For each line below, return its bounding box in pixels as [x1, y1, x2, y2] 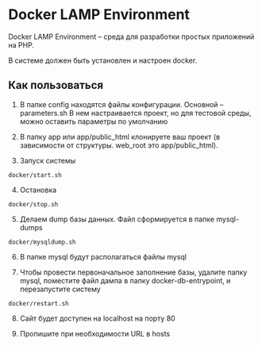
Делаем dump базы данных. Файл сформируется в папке [19, 214, 215, 224]
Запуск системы [19, 156, 76, 165]
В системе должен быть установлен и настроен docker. [8, 56, 198, 65]
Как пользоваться [8, 79, 104, 92]
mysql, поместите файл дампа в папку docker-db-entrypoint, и [19, 275, 231, 285]
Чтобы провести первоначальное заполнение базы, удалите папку [19, 267, 248, 277]
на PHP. [8, 40, 34, 49]
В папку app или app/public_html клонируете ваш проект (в [19, 132, 221, 141]
